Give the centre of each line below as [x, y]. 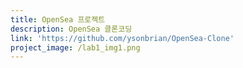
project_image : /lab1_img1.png [75, 47]
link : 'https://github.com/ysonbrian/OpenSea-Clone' [122, 38]
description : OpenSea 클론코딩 [71, 29]
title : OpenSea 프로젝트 [58, 19]
